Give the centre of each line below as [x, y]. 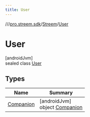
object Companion [61, 108]
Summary [61, 93]
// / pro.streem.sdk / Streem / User [37, 24]
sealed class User [23, 63]
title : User [17, 10]
